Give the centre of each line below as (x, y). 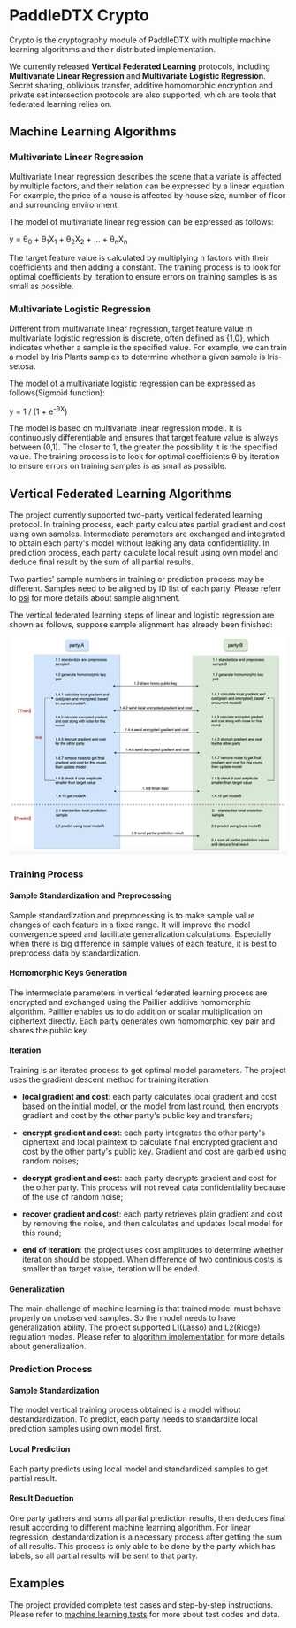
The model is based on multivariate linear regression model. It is (126, 428)
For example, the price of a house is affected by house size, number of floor (148, 195)
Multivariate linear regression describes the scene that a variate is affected (145, 176)
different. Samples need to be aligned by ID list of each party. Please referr (145, 588)
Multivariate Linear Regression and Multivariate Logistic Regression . (138, 75)
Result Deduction (42, 1498)
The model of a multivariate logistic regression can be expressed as (133, 383)
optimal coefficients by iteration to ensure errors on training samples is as (143, 277)
